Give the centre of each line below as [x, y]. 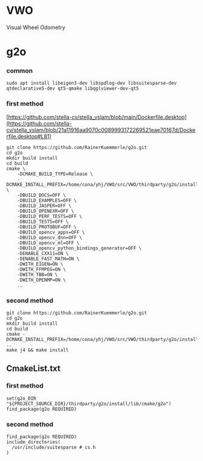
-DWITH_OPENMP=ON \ [42, 280]
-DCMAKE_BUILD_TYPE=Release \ [55, 174]
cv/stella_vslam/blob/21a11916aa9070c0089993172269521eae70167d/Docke [101, 130]
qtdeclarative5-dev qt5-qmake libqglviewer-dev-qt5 [72, 88]
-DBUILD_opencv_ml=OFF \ [48, 243]
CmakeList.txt [34, 369]
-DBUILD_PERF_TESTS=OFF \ [50, 216]
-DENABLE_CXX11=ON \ [43, 253]
